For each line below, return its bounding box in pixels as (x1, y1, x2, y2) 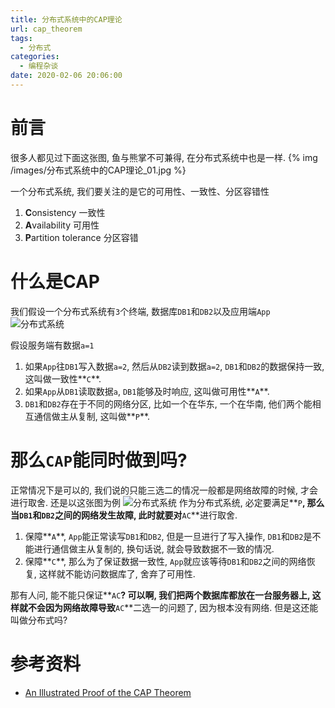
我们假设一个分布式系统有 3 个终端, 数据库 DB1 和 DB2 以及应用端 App (10, 305, 271, 317)
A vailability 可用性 (24, 219, 100, 231)
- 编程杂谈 (19, 61, 59, 71)
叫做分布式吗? (10, 614, 68, 626)
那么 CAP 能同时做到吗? (10, 449, 188, 471)
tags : (10, 33, 33, 43)
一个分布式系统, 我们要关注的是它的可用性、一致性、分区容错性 (10, 185, 270, 197)
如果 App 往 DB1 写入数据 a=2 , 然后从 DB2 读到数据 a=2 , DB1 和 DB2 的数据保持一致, (24, 360, 325, 372)
